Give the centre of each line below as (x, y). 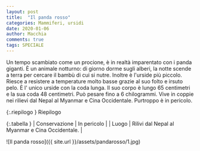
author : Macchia (26, 34)
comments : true (25, 40)
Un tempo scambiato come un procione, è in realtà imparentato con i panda (99, 62)
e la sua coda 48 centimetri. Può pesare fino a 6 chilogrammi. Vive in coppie (100, 94)
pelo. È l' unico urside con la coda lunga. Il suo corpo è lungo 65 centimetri (98, 87)
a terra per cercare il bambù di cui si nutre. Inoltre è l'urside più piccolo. (94, 75)
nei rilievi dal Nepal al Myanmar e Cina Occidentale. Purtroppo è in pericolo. (99, 100)
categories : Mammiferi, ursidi (45, 23)
